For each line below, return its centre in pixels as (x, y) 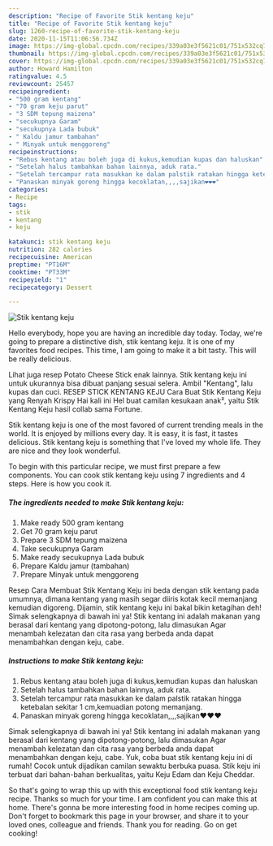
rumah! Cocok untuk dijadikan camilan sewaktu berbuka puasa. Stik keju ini (134, 766)
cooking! (23, 834)
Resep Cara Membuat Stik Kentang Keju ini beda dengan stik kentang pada (134, 590)
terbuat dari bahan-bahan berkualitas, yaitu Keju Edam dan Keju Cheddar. (132, 775)
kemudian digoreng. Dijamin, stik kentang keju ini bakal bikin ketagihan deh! (135, 608)
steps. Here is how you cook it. (60, 484)
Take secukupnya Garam (62, 549)
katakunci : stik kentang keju (60, 242)
